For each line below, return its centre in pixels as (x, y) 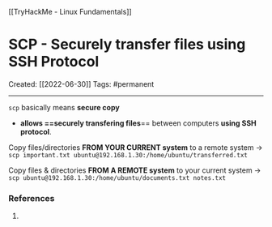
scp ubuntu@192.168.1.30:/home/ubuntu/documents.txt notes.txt (117, 178)
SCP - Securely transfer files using (127, 45)
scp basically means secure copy (64, 107)
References (32, 198)
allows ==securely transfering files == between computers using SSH (138, 123)
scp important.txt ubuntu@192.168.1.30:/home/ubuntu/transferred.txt (128, 155)
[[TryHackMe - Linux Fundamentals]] (70, 12)
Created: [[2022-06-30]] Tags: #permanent (81, 84)
